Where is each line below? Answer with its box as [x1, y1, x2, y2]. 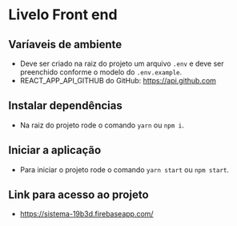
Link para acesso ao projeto [8, 188, 150, 202]
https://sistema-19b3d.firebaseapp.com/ [19, 209, 154, 219]
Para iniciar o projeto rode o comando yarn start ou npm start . [19, 164, 230, 174]
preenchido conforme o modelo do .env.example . [19, 67, 183, 77]
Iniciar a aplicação [8, 143, 102, 157]
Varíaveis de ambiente [8, 38, 123, 51]
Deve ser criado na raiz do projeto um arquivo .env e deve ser [19, 59, 224, 68]
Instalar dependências [8, 99, 123, 113]
